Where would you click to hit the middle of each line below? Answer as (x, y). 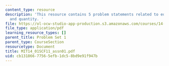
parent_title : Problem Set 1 (36, 38)
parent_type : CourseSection (35, 42)
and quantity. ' (27, 19)
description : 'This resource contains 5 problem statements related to (82, 14)
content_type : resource (30, 10)
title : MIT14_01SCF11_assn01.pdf (40, 51)
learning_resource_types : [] (36, 33)
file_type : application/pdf (35, 28)
